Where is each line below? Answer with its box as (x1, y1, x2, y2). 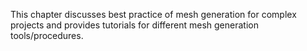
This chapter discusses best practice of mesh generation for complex (10, 9, 297, 20)
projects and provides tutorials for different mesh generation (10, 19, 259, 31)
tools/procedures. (10, 30, 84, 41)
